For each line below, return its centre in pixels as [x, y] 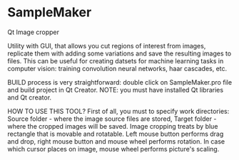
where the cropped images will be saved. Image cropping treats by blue [113, 126]
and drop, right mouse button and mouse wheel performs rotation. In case [116, 141]
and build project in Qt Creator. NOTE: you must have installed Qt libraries [115, 90]
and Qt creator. [30, 97]
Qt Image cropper [33, 32]
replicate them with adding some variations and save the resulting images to [119, 53]
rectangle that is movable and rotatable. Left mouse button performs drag [116, 134]
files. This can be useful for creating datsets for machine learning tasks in [116, 60]
